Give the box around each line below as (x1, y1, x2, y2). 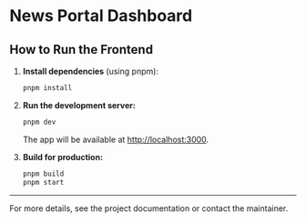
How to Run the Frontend (9, 42, 153, 57)
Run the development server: (22, 99, 137, 110)
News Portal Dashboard (9, 5, 193, 26)
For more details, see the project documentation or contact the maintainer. (9, 202, 289, 214)
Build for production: (22, 151, 103, 162)
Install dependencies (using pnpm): (22, 66, 159, 76)
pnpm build (22, 169, 65, 178)
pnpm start (22, 177, 65, 187)
